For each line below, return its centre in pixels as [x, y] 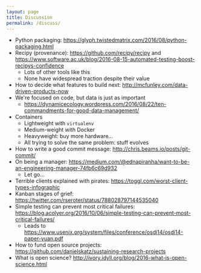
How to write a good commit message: [63, 149]
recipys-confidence [40, 66]
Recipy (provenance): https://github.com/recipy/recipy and [88, 53]
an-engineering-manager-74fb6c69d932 [66, 168]
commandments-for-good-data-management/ [81, 111]
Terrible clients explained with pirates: [62, 181]
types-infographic [37, 187]
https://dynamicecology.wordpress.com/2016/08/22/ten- [95, 104]
